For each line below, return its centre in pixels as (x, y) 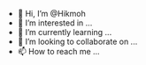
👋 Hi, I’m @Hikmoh (51, 14)
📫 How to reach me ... (58, 51)
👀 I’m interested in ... (55, 23)
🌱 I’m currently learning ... (65, 32)
